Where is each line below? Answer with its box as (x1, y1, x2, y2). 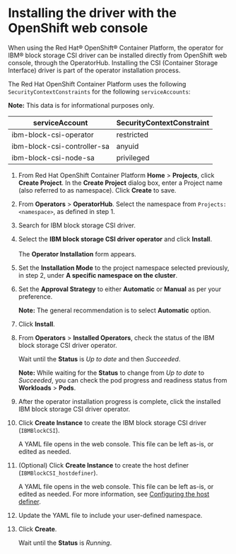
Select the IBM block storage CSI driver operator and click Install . (18, 234, 213, 243)
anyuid (116, 141, 139, 151)
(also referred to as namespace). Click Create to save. (18, 186, 177, 194)
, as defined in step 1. (53, 207, 115, 215)
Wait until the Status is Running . (18, 538, 112, 547)
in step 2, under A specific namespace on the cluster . (18, 271, 178, 279)
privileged (116, 152, 150, 162)
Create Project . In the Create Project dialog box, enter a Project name (18, 179, 223, 187)
